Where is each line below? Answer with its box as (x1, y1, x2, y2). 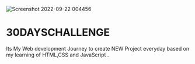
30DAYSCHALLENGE (6, 26, 110, 39)
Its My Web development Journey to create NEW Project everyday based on (6, 45, 190, 52)
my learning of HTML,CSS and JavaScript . (6, 51, 109, 58)
